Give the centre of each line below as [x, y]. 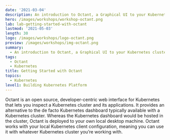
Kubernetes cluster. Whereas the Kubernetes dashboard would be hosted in [84, 115]
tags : [11, 57]
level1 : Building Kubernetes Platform [46, 85]
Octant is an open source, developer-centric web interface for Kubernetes [82, 100]
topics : [13, 76]
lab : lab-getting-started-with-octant [46, 24]
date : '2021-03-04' [26, 10]
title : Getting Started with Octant [44, 71]
